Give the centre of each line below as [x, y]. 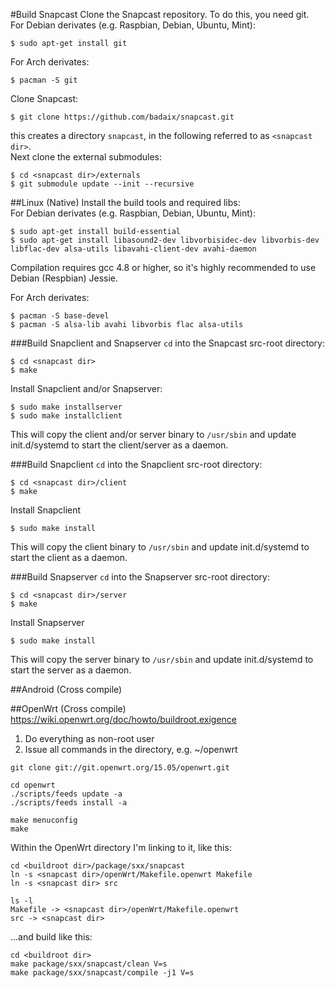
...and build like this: [51, 937]
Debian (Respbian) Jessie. [64, 278]
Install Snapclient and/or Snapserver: [86, 388]
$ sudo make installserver [66, 407]
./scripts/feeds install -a [69, 803]
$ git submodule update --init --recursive [102, 184]
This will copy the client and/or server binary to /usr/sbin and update [153, 434]
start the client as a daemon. [69, 557]
